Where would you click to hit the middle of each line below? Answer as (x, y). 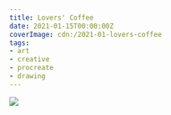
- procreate (31, 68)
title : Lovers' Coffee (51, 18)
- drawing (28, 76)
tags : (19, 43)
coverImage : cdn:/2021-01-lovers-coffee (86, 34)
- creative (30, 59)
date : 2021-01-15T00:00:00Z (62, 26)
